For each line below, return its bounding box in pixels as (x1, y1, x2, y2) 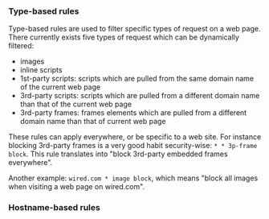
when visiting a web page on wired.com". (8, 182, 145, 192)
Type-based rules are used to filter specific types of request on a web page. (8, 24, 261, 34)
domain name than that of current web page (19, 117, 166, 126)
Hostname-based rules (8, 202, 100, 213)
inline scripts (19, 65, 63, 75)
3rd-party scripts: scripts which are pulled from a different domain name (19, 91, 260, 101)
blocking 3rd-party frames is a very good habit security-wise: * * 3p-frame (8, 141, 258, 151)
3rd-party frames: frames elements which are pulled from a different (19, 108, 247, 118)
